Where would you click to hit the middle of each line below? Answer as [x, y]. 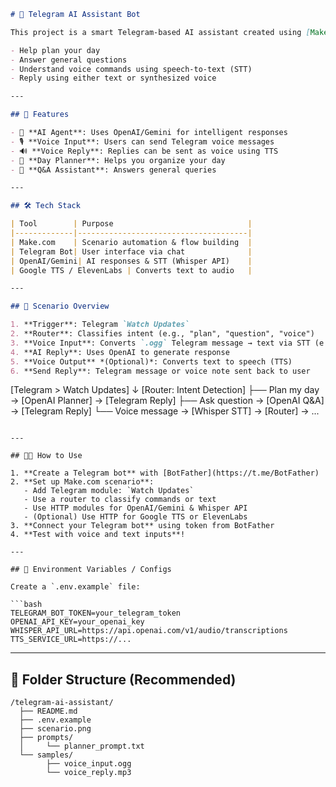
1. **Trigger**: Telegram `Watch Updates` [100, 325]
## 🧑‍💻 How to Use [46, 456]
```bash [26, 605]
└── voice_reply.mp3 [89, 773]
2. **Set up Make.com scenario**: [82, 482]
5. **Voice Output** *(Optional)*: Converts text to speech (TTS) [151, 361]
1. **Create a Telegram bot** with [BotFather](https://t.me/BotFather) [165, 473]
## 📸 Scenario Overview [60, 306]
